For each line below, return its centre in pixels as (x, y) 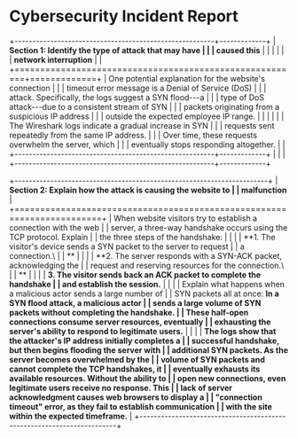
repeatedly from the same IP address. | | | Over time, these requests (133, 135)
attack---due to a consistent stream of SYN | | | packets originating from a (145, 106)
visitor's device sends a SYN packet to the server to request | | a (127, 246)
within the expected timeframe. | (71, 416)
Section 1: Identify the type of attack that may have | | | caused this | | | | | (147, 50)
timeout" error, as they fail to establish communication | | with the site (141, 406)
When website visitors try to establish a (186, 218)
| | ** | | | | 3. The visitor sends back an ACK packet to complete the (135, 274)
